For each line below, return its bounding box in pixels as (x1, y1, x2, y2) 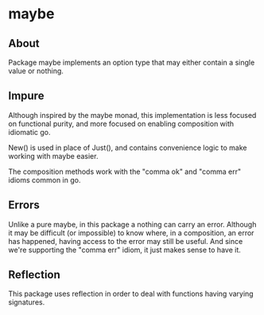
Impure (8, 89, 45, 103)
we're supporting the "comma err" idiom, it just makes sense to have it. (8, 245, 241, 254)
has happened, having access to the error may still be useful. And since (8, 236, 243, 246)
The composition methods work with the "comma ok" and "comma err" (8, 167, 241, 176)
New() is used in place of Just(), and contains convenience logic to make (8, 143, 247, 152)
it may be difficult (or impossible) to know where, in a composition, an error (8, 228, 254, 238)
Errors (8, 199, 40, 212)
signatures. (8, 297, 45, 307)
